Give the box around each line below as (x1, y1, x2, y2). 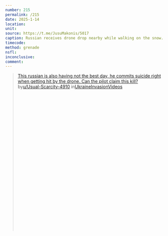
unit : (5, 26, 17, 31)
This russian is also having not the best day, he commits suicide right (17, 73, 161, 79)
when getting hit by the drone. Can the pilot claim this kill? (17, 78, 138, 84)
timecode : (5, 40, 26, 45)
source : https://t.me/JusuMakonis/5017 (5, 31, 89, 36)
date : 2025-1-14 (5, 17, 39, 22)
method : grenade (5, 45, 39, 50)
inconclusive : (5, 54, 35, 60)
